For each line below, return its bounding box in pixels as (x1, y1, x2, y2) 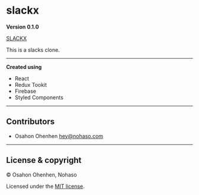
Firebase (14, 87, 37, 95)
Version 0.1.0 (6, 23, 40, 30)
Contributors (6, 117, 55, 127)
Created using (6, 63, 42, 70)
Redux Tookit (14, 81, 47, 88)
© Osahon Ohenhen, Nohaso (6, 171, 77, 178)
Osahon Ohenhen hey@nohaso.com (14, 132, 104, 140)
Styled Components (14, 93, 64, 101)
